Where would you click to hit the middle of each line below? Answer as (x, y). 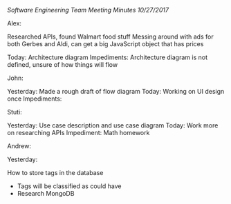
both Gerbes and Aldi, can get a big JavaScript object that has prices (105, 44)
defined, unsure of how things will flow (63, 64)
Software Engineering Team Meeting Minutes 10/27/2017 (88, 10)
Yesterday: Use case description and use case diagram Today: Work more (113, 125)
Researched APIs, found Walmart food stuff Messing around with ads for (110, 37)
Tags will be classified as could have (69, 186)
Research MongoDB (46, 193)
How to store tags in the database (55, 173)
